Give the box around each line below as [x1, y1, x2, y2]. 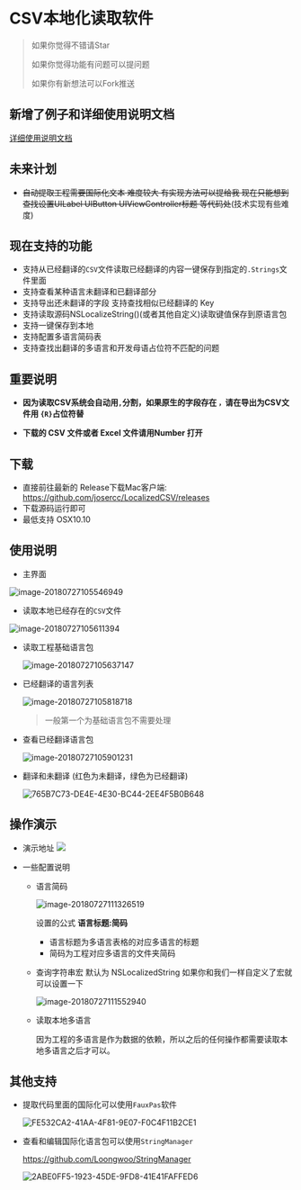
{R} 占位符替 [40, 409, 84, 419]
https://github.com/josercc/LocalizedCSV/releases [22, 492, 210, 502]
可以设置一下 [35, 978, 84, 988]
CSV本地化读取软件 [9, 8, 154, 29]
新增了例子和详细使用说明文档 [9, 107, 175, 122]
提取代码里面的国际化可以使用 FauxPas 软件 [22, 1099, 177, 1110]
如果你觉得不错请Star [31, 40, 111, 50]
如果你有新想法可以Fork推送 [31, 77, 136, 88]
